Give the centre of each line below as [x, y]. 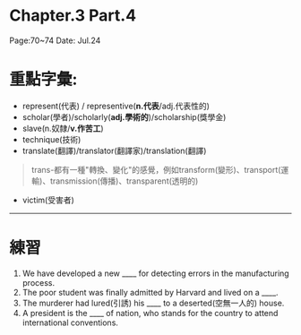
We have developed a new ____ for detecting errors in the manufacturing [155, 273]
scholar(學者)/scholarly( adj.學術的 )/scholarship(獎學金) [124, 116]
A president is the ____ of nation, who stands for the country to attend [150, 313]
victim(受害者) [48, 200]
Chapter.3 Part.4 [73, 16]
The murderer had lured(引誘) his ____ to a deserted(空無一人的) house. [153, 303]
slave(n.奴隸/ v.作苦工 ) [63, 128]
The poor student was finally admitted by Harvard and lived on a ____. [150, 292]
